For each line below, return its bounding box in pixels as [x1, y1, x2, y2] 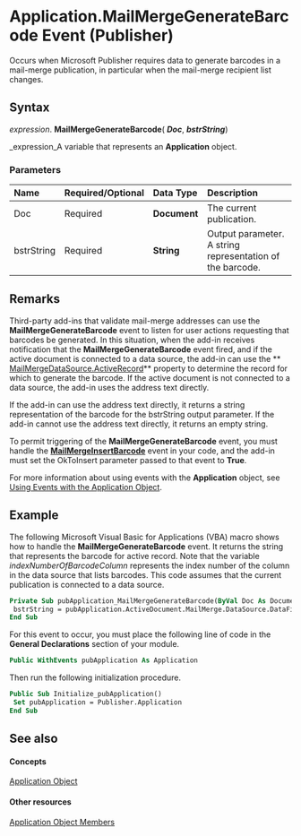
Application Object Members [9, 816, 115, 827]
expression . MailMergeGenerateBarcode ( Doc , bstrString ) [9, 124, 228, 134]
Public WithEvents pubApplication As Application [9, 656, 199, 665]
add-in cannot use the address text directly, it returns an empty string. [9, 418, 269, 429]
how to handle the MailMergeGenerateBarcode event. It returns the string [9, 540, 284, 552]
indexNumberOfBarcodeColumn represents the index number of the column [9, 560, 290, 571]
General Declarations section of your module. [9, 639, 180, 650]
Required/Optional [64, 186, 145, 199]
